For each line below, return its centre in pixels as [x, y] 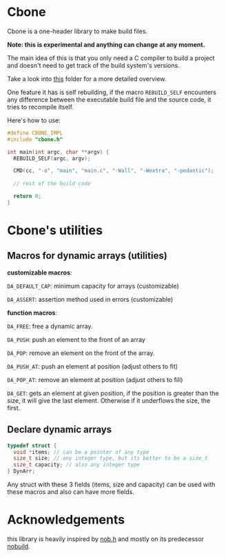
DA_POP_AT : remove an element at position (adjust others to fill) [95, 380]
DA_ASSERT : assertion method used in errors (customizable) [90, 299]
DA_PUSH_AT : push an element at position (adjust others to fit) [92, 366]
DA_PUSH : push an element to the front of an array [76, 339]
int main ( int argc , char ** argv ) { [58, 152]
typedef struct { [32, 446]
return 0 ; [27, 197]
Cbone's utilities [55, 230]
